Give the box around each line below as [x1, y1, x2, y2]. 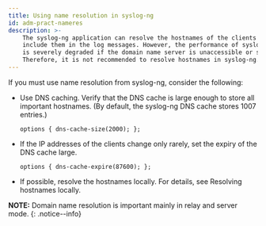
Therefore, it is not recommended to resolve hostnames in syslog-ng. [22, 56, 260, 64]
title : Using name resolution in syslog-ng [8, 11, 154, 20]
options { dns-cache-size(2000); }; [19, 124, 141, 133]
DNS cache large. [19, 147, 78, 157]
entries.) [19, 109, 47, 119]
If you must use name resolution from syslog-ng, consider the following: [8, 77, 244, 87]
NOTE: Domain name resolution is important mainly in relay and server [8, 200, 237, 210]
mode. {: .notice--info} [8, 209, 82, 218]
